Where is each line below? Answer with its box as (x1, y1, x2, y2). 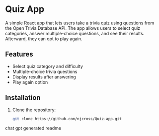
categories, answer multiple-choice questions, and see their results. (5, 30, 145, 36)
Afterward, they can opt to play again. (5, 36, 82, 42)
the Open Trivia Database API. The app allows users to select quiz (5, 25, 141, 31)
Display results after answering (12, 73, 76, 80)
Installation (5, 93, 41, 102)
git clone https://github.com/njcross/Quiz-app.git (12, 116, 122, 121)
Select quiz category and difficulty (12, 63, 83, 69)
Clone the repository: (12, 107, 56, 113)
